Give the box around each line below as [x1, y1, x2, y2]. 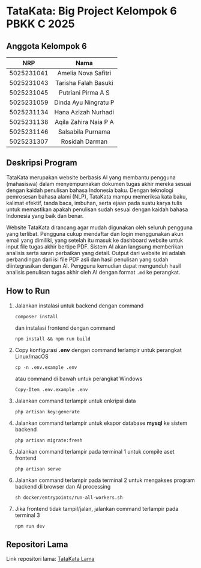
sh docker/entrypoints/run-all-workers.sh [14, 495, 123, 501]
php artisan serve [14, 466, 61, 472]
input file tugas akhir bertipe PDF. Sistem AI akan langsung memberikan [6, 242, 184, 250]
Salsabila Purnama [58, 128, 111, 136]
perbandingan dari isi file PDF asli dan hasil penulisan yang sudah [6, 256, 169, 263]
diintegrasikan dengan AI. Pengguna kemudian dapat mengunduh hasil [6, 262, 181, 269]
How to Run [6, 286, 50, 296]
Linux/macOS [14, 353, 49, 360]
